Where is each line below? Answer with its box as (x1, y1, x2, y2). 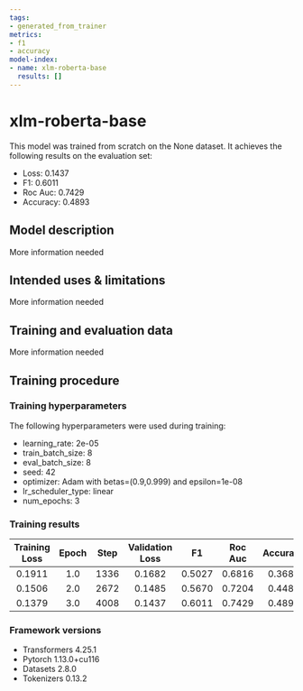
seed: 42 (22, 466, 56, 477)
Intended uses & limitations (9, 272, 166, 288)
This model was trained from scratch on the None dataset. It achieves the (9, 141, 282, 152)
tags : (9, 13, 30, 23)
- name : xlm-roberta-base (9, 64, 106, 73)
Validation (127, 541, 173, 554)
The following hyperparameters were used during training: (9, 420, 226, 431)
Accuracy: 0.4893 (22, 196, 90, 207)
